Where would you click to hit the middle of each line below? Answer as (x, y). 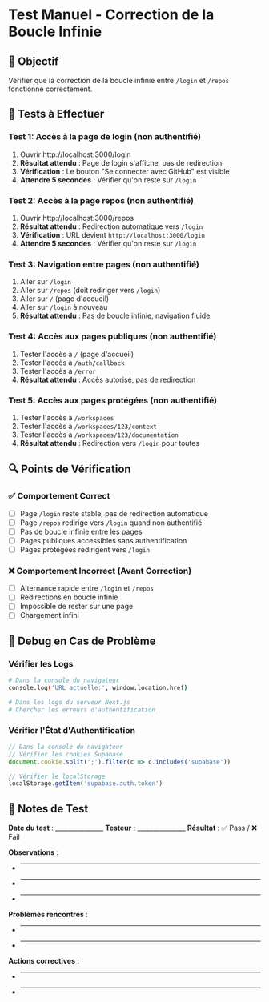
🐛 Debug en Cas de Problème (82, 641)
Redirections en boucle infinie (69, 597)
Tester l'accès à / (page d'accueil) (77, 354)
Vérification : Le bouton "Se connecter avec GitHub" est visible (124, 171)
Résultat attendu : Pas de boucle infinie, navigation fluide (115, 316)
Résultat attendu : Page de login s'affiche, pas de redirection (121, 162)
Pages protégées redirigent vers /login (85, 549)
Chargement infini (50, 615)
